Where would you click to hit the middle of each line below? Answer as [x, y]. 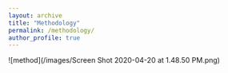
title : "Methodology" [44, 23]
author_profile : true [44, 38]
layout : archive [35, 15]
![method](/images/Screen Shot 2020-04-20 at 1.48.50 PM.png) [114, 60]
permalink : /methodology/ [51, 30]
